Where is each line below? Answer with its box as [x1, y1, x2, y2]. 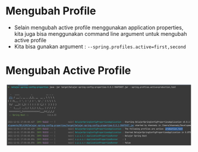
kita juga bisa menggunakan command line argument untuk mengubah [14, 30, 187, 37]
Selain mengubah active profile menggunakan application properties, [14, 24, 184, 31]
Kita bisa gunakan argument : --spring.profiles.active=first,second [14, 43, 186, 50]
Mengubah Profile [5, 4, 96, 18]
